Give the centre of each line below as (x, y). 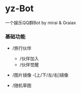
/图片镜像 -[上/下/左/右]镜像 (40, 75)
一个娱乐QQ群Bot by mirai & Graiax (41, 23)
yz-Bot (19, 9)
